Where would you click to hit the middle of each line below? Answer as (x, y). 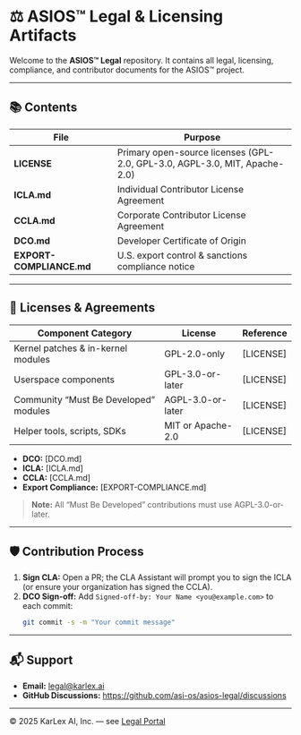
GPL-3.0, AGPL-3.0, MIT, (189, 163)
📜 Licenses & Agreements (82, 308)
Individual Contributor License (181, 189)
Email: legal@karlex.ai (63, 686)
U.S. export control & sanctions (182, 255)
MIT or (178, 425)
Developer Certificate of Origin (181, 241)
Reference (265, 333)
